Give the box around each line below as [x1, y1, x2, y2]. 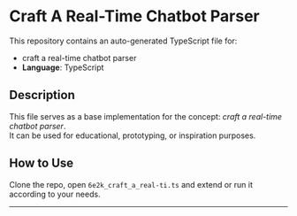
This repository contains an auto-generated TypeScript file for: [9, 35, 238, 46]
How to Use [9, 156, 74, 171]
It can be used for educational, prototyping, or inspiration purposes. [9, 130, 256, 141]
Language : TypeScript [21, 62, 104, 73]
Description [9, 88, 75, 103]
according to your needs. [9, 189, 101, 199]
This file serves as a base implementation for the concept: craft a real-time [9, 111, 283, 121]
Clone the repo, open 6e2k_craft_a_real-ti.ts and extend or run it [9, 179, 254, 189]
